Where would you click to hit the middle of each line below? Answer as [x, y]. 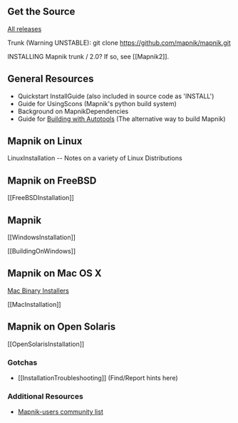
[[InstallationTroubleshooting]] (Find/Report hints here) [98, 377]
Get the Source [41, 12]
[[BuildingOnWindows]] [42, 251]
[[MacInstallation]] [35, 304]
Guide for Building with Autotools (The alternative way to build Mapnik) [121, 119]
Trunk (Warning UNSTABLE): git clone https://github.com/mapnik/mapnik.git [119, 43]
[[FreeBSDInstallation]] [41, 198]
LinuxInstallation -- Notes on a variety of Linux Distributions [95, 158]
